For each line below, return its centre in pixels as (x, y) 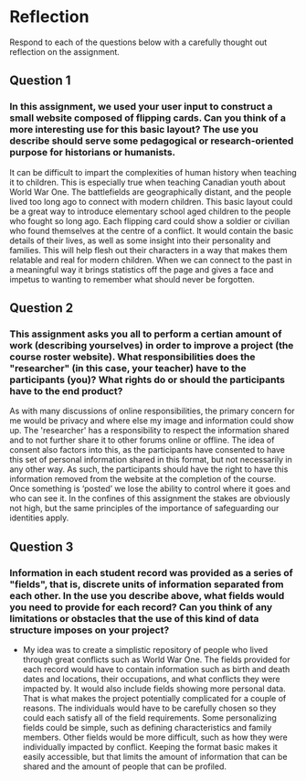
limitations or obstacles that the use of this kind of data (134, 618)
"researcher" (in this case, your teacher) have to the (128, 368)
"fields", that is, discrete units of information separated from (147, 584)
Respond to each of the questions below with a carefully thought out (138, 42)
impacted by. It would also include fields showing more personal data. (154, 689)
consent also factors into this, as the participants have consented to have (148, 450)
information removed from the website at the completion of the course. (143, 479)
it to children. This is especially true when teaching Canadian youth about (148, 182)
